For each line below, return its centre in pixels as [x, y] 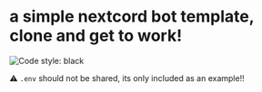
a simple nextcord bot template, [132, 17]
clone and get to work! [96, 36]
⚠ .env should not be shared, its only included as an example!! [127, 78]
